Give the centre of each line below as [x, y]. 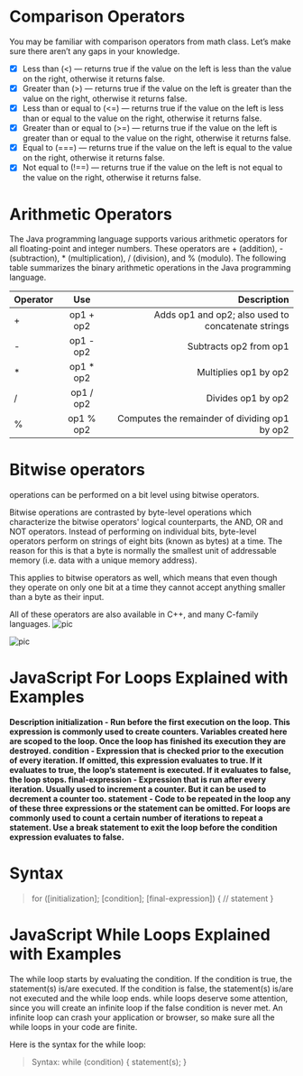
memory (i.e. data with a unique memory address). [103, 560]
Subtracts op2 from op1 [238, 346]
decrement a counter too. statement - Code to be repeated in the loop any [150, 799]
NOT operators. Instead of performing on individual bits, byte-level [133, 532]
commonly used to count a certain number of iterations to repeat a [136, 818]
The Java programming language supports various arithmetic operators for [148, 239]
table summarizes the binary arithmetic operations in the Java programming [150, 268]
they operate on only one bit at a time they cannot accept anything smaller [147, 587]
